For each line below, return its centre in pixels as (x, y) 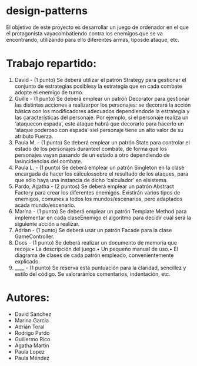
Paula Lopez (30, 351)
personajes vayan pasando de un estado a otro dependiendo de (92, 155)
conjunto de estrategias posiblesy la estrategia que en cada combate (98, 86)
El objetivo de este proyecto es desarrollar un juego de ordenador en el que (98, 27)
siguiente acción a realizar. (47, 224)
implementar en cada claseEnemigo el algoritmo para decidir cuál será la (103, 217)
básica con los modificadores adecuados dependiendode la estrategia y (102, 111)
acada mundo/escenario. (45, 205)
